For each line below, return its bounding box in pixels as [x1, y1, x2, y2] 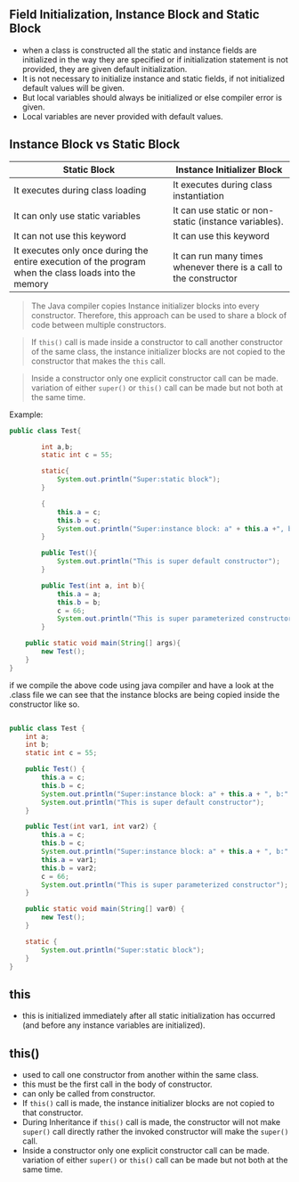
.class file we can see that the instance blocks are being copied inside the [9, 689, 280, 700]
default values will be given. [21, 82, 125, 93]
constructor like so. [9, 699, 80, 710]
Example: [9, 409, 44, 420]
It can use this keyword [173, 229, 270, 242]
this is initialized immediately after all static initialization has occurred [21, 1011, 276, 1022]
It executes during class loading [13, 184, 147, 196]
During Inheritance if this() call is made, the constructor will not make [21, 1117, 281, 1127]
